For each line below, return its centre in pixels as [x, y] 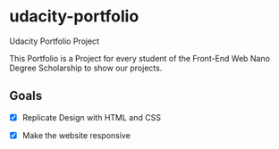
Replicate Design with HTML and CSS [91, 117]
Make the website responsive [76, 135]
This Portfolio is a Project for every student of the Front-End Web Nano [140, 58]
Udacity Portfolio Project [55, 41]
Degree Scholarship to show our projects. [86, 68]
